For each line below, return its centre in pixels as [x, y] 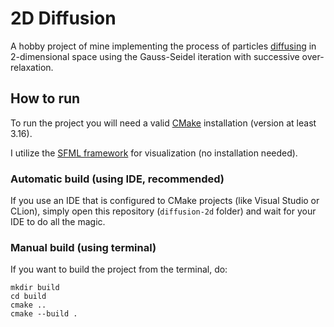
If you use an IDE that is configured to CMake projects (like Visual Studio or [165, 201]
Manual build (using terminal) [83, 247]
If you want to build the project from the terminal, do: [119, 269]
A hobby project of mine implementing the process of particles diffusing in [163, 46]
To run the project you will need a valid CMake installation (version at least [163, 123]
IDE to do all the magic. [58, 222]
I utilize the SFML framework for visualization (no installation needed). [154, 153]
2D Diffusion [63, 18]
